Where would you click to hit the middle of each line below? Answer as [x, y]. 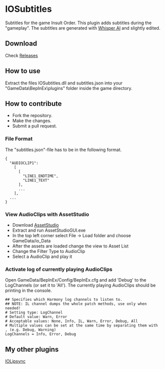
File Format [19, 139]
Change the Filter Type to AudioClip [49, 251]
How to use [23, 71]
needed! [13, 308]
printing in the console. [28, 290]
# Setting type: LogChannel [34, 313]
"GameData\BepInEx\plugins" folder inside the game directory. [69, 88]
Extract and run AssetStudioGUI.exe [49, 230]
